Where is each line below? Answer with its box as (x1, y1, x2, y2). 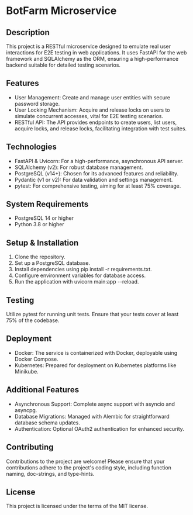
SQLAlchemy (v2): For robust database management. (14, 164, 143, 171)
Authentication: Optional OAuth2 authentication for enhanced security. (14, 425, 184, 432)
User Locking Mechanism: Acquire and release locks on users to (14, 106, 170, 113)
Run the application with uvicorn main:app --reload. (14, 278, 139, 285)
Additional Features (6, 385, 80, 395)
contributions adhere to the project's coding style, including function (6, 464, 171, 471)
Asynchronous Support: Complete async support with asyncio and (14, 400, 175, 407)
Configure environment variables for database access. (14, 272, 146, 279)
